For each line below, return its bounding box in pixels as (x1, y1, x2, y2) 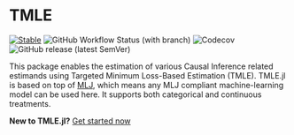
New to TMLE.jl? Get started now (9, 116, 131, 126)
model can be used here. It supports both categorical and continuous (9, 89, 262, 100)
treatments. (9, 98, 51, 109)
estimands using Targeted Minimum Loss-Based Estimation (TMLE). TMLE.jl (9, 70, 286, 80)
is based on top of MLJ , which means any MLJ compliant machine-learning (9, 79, 284, 90)
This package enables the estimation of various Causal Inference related (9, 61, 274, 71)
